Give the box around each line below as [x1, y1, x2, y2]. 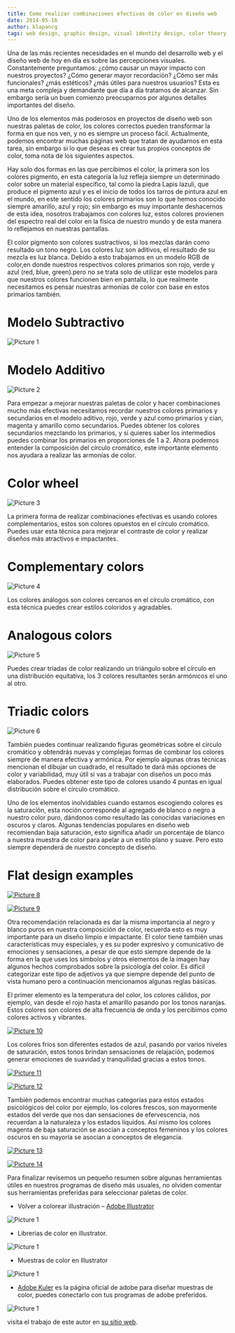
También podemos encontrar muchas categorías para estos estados [7, 1095, 204, 1104]
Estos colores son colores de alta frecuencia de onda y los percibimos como [7, 1005, 228, 1014]
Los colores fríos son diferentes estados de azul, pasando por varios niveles [7, 1040, 227, 1048]
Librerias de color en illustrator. [17, 1229, 108, 1237]
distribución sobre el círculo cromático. [7, 785, 120, 793]
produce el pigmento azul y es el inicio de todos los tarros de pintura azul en [7, 187, 228, 196]
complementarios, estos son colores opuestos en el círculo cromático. [7, 520, 210, 528]
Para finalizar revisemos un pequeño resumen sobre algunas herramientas [7, 1173, 222, 1182]
